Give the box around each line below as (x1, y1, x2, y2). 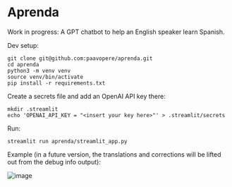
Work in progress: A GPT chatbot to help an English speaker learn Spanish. (7, 28, 225, 36)
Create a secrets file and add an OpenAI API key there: (7, 92, 166, 100)
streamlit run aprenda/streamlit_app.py (7, 138, 128, 145)
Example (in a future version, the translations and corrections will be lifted (7, 150, 221, 159)
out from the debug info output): (7, 157, 101, 166)
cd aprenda (7, 61, 39, 68)
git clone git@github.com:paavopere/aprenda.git (7, 54, 153, 62)
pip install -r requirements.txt (7, 79, 106, 87)
